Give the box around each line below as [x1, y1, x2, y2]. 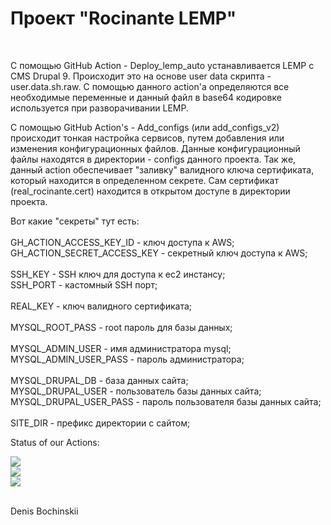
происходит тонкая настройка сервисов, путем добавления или [10, 132, 285, 144]
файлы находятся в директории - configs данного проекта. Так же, [10, 153, 297, 165]
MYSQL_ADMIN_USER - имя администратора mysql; [10, 342, 232, 354]
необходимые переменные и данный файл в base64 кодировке [10, 91, 282, 103]
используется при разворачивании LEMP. [10, 102, 189, 114]
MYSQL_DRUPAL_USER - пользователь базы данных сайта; [10, 385, 262, 397]
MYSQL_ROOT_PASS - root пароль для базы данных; [10, 321, 233, 333]
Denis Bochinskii [10, 505, 79, 517]
